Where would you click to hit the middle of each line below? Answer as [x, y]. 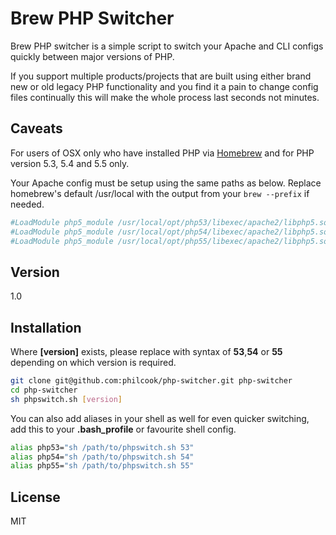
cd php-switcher [44, 390]
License [35, 497]
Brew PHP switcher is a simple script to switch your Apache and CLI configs [167, 46]
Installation [46, 327]
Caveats [36, 128]
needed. [27, 204]
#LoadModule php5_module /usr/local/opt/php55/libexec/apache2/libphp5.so [169, 241]
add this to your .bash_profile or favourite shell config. [123, 429]
